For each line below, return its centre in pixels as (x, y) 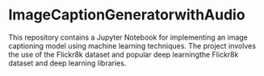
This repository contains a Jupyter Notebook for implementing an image (128, 37)
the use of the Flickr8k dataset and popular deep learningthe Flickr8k (124, 54)
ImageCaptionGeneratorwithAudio (127, 15)
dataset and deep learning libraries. (67, 63)
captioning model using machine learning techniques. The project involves (132, 45)
